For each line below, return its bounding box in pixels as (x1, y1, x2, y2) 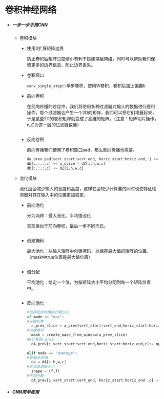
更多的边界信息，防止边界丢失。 (31, 62, 96, 68)
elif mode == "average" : (26, 351, 78, 355)
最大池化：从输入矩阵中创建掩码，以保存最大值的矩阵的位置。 (26, 248, 151, 254)
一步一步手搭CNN (12, 22, 48, 27)
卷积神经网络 (5, 4, 57, 16)
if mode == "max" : (26, 314, 64, 319)
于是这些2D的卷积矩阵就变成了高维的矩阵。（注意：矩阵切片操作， (26, 116, 159, 122)
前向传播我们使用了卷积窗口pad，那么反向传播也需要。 (26, 147, 138, 153)
